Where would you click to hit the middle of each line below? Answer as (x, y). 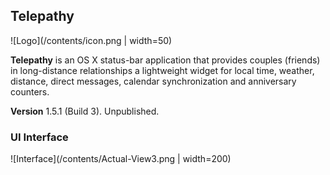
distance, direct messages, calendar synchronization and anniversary (153, 81)
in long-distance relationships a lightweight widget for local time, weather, (162, 70)
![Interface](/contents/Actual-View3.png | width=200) (121, 159)
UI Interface (39, 137)
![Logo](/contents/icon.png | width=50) (91, 40)
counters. (30, 91)
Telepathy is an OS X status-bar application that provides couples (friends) (165, 60)
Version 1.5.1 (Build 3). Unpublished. (85, 111)
